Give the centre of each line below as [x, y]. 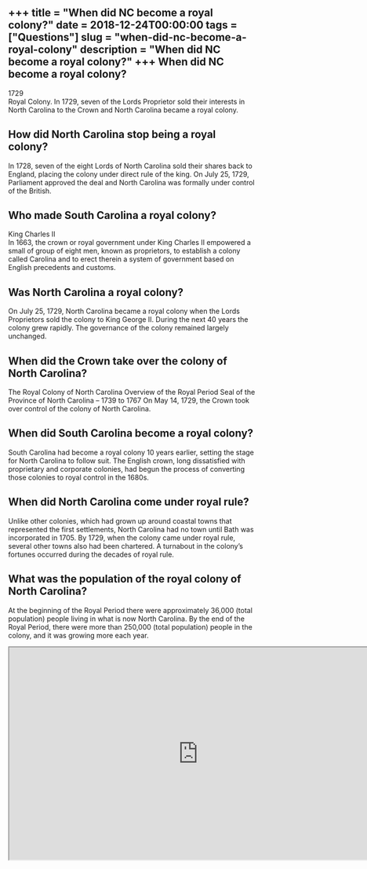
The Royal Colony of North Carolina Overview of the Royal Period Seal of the [132, 393]
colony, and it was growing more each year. [78, 635]
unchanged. [27, 336]
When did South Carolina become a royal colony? [131, 434]
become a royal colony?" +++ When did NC [116, 62]
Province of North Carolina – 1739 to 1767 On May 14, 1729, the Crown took [129, 400]
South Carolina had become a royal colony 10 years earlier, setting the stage [131, 452]
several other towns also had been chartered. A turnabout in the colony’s [125, 546]
